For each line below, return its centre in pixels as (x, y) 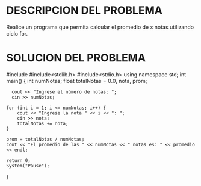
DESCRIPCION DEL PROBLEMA (84, 11)
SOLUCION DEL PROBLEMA (76, 58)
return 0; (19, 160)
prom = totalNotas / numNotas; (45, 139)
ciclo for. (17, 33)
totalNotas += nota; (43, 123)
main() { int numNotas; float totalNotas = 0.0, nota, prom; (77, 81)
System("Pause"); (28, 166)
